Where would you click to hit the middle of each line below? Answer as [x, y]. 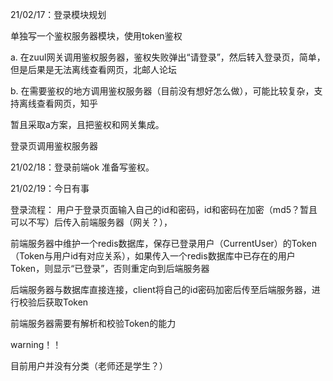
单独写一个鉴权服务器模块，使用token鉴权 [96, 36]
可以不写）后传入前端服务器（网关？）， [91, 222]
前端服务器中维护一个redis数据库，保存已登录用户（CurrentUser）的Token [163, 243]
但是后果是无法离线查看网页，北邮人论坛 [93, 69]
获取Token [66, 302]
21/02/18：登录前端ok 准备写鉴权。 [82, 167]
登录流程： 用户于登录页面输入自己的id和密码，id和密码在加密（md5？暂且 [164, 209]
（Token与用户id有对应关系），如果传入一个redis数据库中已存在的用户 [153, 256]
